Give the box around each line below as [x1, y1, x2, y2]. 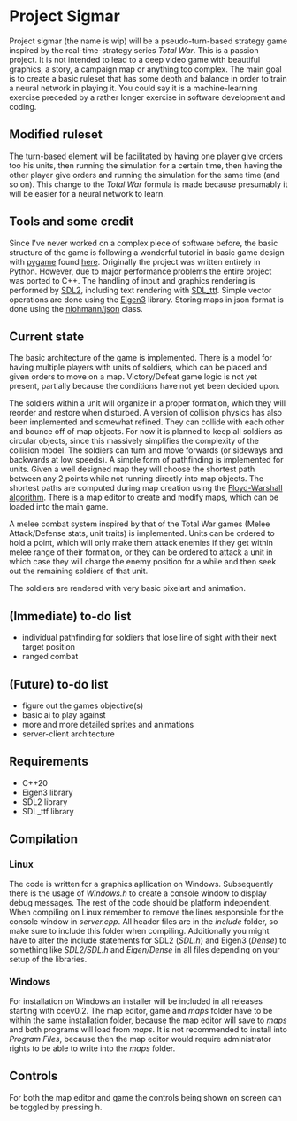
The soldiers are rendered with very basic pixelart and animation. [9, 583, 246, 594]
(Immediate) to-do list [9, 609, 132, 624]
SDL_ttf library [21, 806, 74, 816]
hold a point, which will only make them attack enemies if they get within [9, 538, 274, 549]
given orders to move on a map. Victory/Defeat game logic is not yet [9, 371, 258, 382]
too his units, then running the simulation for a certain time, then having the [9, 160, 283, 170]
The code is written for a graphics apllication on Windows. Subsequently [9, 878, 274, 889]
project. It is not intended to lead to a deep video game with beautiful [9, 54, 261, 65]
